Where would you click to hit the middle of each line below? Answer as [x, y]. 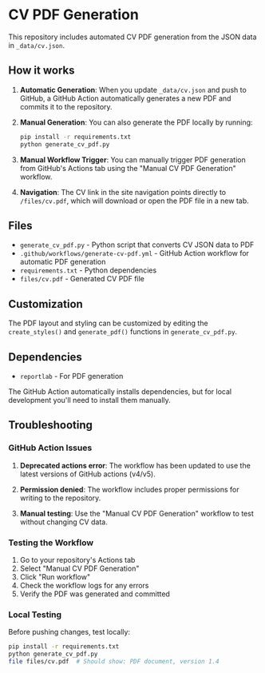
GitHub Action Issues [50, 448]
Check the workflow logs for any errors [84, 585]
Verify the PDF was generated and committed [95, 594]
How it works [42, 71]
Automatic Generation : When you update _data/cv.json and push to [133, 90]
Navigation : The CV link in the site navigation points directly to [123, 192]
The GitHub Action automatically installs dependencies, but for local [120, 391]
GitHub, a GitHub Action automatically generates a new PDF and [125, 98]
